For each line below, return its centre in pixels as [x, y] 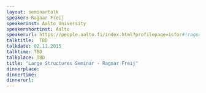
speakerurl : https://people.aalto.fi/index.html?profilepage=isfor [94, 35]
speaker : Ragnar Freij [35, 18]
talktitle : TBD [27, 40]
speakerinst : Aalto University [46, 23]
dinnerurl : [20, 80]
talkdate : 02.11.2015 [34, 46]
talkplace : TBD [26, 58]
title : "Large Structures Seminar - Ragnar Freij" [72, 63]
